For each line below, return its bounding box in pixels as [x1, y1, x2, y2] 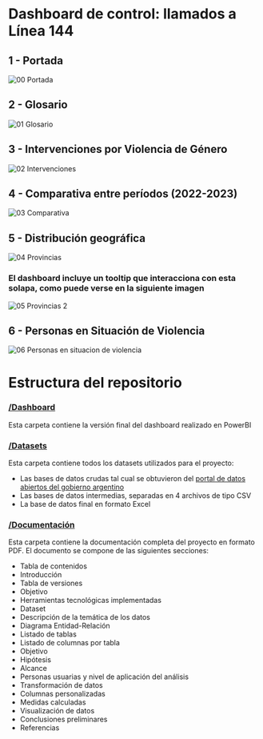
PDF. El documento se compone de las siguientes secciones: [8, 546, 209, 556]
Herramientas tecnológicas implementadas [19, 596, 162, 605]
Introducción [19, 570, 62, 580]
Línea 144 [8, 22, 74, 40]
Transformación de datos [19, 681, 103, 690]
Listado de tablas [19, 629, 78, 639]
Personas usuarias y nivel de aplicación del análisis [19, 672, 189, 681]
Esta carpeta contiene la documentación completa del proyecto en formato [8, 537, 256, 547]
